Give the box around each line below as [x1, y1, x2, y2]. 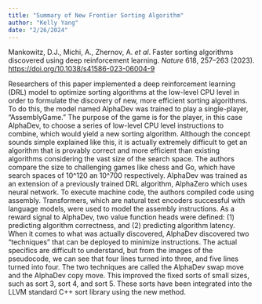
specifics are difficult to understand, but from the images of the [8, 246, 213, 255]
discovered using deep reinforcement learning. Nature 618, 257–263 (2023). [8, 56, 255, 65]
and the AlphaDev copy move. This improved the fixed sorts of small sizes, [8, 271, 249, 280]
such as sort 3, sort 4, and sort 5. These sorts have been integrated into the [8, 279, 253, 288]
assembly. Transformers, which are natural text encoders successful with [8, 196, 246, 205]
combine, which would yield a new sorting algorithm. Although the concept [8, 129, 251, 139]
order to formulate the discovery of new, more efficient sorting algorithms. [8, 96, 248, 106]
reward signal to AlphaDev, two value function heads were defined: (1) [8, 212, 235, 222]
